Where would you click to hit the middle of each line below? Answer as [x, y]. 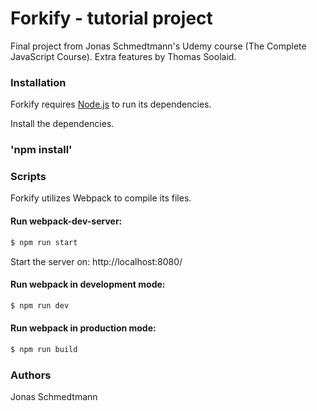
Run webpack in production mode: [83, 328]
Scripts [28, 177]
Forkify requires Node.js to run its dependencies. [111, 104]
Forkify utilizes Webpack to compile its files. [101, 198]
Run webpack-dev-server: [66, 221]
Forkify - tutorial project [111, 18]
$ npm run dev [40, 305]
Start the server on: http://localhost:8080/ [96, 261]
